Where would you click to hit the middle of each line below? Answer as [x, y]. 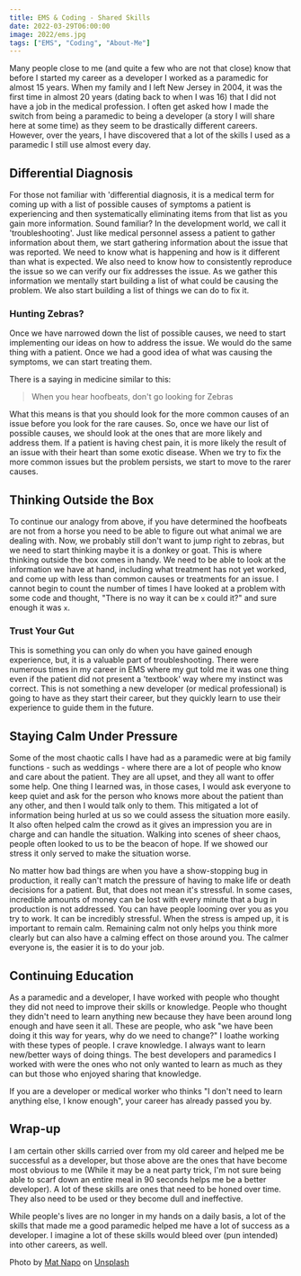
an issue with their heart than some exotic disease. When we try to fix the [145, 453]
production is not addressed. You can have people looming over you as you [149, 909]
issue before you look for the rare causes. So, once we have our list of [139, 424]
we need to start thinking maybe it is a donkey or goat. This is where [136, 551]
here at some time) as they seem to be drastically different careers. [133, 126]
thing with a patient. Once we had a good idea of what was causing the [141, 353]
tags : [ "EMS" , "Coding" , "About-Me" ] [80, 43]
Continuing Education [72, 976]
